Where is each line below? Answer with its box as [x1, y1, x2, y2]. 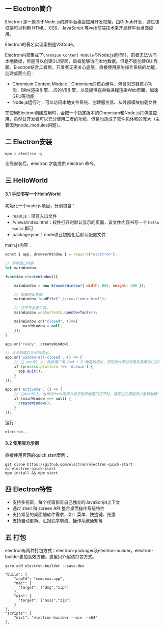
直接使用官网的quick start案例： [5, 452, 70, 458]
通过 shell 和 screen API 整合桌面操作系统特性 [12, 505, 105, 511]
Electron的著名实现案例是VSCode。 [5, 41, 78, 47]
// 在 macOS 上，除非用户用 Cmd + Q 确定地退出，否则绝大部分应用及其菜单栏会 [14, 360, 158, 365]
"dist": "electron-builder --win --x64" [14, 615, 98, 620]
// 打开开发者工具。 [14, 306, 50, 311]
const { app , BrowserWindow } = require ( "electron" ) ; [5, 252, 118, 257]
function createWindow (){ [5, 274, 58, 279]
